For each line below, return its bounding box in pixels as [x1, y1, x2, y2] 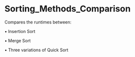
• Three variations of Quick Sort [4, 47, 68, 53]
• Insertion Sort [4, 28, 35, 34]
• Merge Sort [4, 37, 31, 44]
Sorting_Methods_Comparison [4, 3, 131, 14]
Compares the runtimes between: [4, 19, 71, 25]
